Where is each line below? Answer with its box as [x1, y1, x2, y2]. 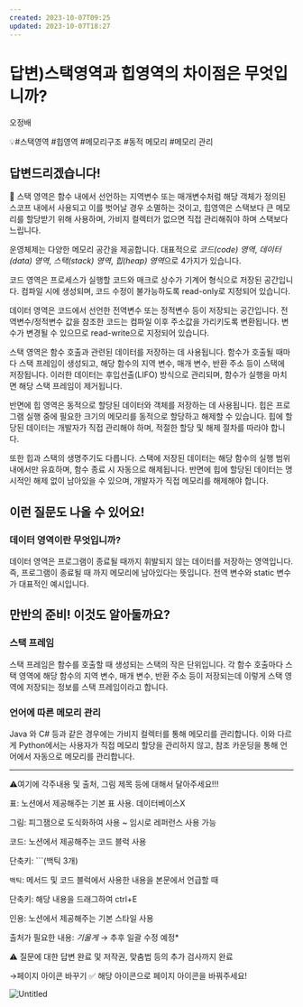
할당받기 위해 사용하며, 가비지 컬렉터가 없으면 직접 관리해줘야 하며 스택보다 [25, 214, 289, 225]
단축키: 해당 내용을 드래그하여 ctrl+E [9, 893, 138, 904]
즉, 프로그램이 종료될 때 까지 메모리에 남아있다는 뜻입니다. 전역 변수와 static [9, 567, 275, 577]
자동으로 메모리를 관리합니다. [32, 751, 135, 762]
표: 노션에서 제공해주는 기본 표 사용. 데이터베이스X [9, 798, 186, 808]
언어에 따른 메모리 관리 [9, 706, 102, 718]
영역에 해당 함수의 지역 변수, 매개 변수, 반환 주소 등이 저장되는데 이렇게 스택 [18, 670, 283, 681]
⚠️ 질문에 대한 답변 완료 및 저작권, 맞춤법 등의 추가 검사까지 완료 [9, 951, 234, 962]
